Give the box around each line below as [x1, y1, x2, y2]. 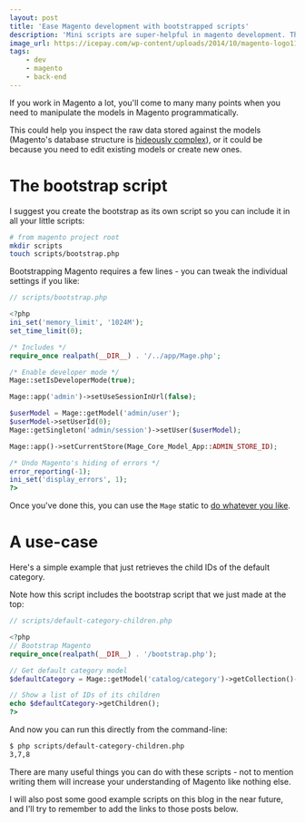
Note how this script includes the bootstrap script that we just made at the [9, 589, 287, 600]
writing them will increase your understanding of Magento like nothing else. [9, 776, 292, 787]
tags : [9, 47, 30, 56]
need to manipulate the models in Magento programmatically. [9, 106, 239, 118]
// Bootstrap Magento [9, 641, 92, 650]
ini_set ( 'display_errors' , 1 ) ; [9, 475, 128, 485]
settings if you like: [9, 276, 80, 287]
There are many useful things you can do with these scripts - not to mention [9, 766, 294, 777]
